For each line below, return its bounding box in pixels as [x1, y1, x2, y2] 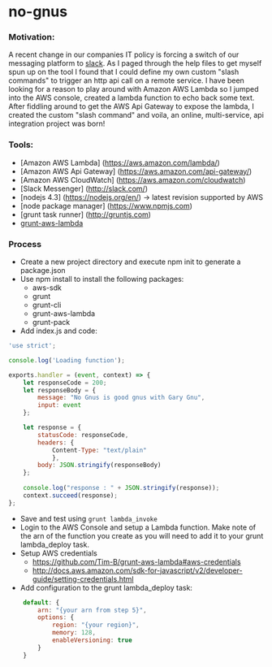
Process [8, 238, 42, 249]
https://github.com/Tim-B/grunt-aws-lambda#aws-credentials [32, 557, 241, 566]
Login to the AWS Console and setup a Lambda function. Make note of [19, 522, 257, 532]
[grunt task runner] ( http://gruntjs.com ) [19, 210, 152, 219]
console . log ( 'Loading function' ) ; [8, 356, 126, 364]
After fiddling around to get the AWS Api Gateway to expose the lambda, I [8, 102, 254, 111]
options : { [37, 613, 75, 622]
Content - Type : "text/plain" [51, 446, 148, 454]
